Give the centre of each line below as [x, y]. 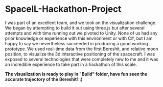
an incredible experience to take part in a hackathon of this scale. [71, 64]
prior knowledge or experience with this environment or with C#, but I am [79, 38]
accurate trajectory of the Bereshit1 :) [44, 79]
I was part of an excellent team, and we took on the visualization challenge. [81, 23]
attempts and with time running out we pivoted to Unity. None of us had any [81, 33]
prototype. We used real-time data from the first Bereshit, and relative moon [81, 49]
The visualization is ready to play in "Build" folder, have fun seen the [76, 74]
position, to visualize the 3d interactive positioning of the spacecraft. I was [80, 54]
